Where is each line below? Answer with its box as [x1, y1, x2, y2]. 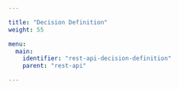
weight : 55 [8, 25, 44, 34]
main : [15, 47, 34, 55]
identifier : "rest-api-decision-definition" [22, 54, 172, 63]
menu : [8, 40, 26, 48]
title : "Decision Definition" [8, 18, 109, 26]
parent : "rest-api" [22, 62, 87, 70]
